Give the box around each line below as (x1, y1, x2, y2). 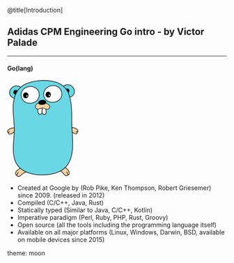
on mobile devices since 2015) (17, 236, 105, 244)
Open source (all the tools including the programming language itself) (17, 221, 217, 229)
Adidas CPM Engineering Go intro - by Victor (7, 26, 205, 38)
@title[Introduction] (7, 6, 63, 14)
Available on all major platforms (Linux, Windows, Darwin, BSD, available (17, 228, 225, 237)
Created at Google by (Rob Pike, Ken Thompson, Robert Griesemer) (17, 184, 212, 192)
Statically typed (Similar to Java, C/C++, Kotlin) (17, 206, 153, 214)
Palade (7, 37, 38, 49)
